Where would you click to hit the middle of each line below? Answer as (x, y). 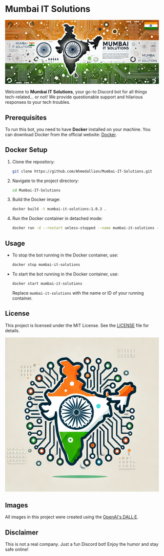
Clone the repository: (33, 162)
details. (12, 330)
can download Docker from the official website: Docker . (61, 134)
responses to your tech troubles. (38, 102)
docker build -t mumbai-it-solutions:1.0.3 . (59, 209)
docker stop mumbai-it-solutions (46, 265)
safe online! (17, 550)
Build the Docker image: (36, 200)
